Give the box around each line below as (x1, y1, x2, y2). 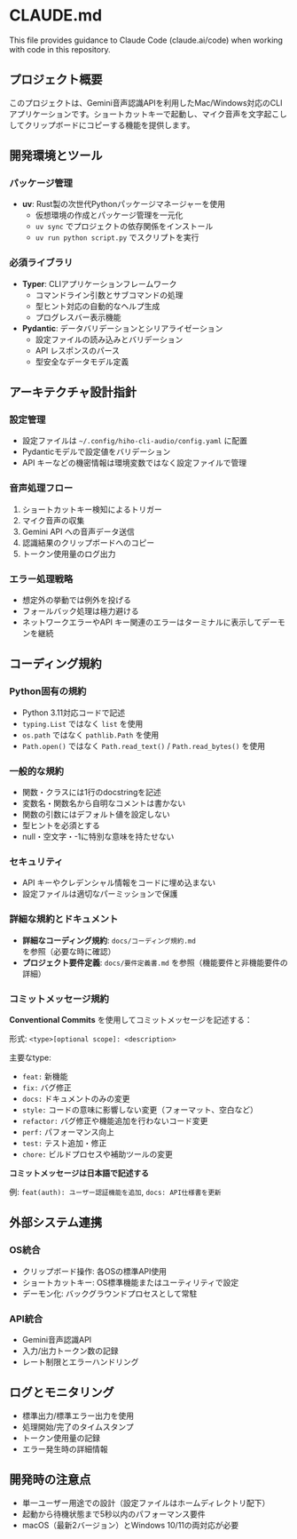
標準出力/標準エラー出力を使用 (21, 1410, 135, 1421)
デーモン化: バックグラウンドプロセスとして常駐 (21, 1288, 198, 1298)
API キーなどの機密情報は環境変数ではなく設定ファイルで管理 (21, 458, 247, 468)
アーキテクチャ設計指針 (9, 385, 137, 400)
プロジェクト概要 (9, 72, 103, 87)
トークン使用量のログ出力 (21, 548, 116, 559)
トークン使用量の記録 (21, 1432, 100, 1443)
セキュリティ (9, 855, 64, 867)
